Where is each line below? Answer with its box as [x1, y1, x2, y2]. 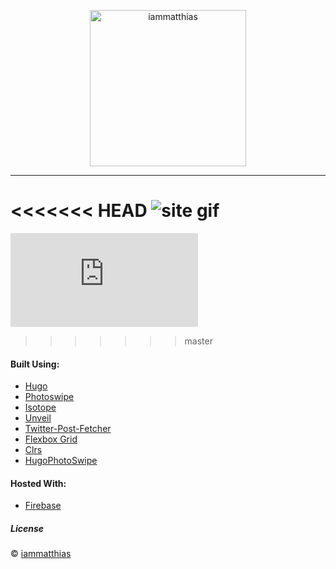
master [184, 335, 213, 347]
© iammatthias [10, 548, 72, 560]
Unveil [24, 412, 52, 424]
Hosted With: [10, 477, 67, 489]
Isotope [24, 401, 57, 414]
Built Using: [10, 358, 60, 370]
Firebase [24, 500, 62, 512]
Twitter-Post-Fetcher [24, 423, 112, 435]
